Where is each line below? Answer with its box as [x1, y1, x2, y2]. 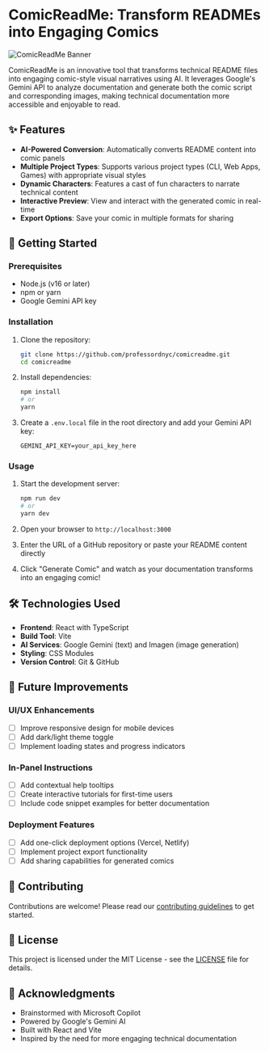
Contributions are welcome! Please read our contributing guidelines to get [8, 901, 254, 910]
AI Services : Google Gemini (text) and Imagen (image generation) [19, 640, 240, 650]
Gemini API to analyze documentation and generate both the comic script [8, 82, 253, 92]
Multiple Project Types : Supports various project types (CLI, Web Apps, [19, 162, 261, 171]
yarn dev [19, 510, 50, 518]
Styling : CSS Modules [19, 648, 95, 658]
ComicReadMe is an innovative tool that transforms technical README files [8, 65, 258, 74]
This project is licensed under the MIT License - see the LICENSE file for [8, 955, 249, 965]
